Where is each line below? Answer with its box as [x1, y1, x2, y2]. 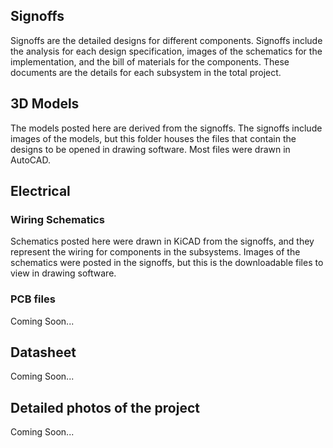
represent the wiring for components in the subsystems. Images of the [10, 246, 301, 258]
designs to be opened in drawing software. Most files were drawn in [10, 143, 291, 155]
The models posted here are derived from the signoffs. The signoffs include [10, 122, 323, 134]
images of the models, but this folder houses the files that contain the [10, 132, 297, 144]
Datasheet [10, 344, 77, 361]
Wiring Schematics [10, 212, 105, 226]
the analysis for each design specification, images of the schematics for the [10, 45, 323, 57]
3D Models [10, 95, 80, 113]
